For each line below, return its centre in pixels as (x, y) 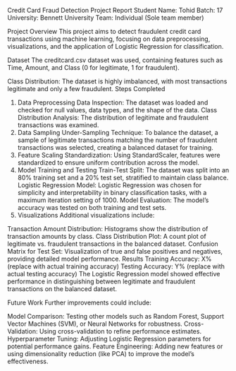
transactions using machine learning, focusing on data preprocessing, (109, 39)
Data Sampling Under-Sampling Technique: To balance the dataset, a (118, 132)
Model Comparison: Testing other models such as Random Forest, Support (116, 316)
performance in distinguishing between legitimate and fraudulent (101, 281)
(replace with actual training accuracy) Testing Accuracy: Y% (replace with (116, 266)
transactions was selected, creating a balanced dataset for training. (115, 147)
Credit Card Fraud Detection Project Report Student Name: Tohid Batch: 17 (115, 10)
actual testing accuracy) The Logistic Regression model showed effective (114, 274)
